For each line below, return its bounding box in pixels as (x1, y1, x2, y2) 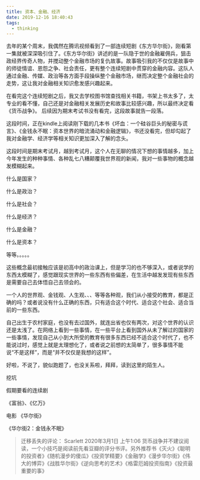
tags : (6, 20, 20, 26)
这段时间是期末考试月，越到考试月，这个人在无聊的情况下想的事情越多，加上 (6, 147, 194, 155)
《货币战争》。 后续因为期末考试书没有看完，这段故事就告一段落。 (6, 107, 167, 114)
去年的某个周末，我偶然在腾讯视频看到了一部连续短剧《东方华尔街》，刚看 (6, 42, 186, 49)
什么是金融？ (6, 226, 37, 233)
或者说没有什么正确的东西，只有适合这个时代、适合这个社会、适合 (26, 299, 189, 306)
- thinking (11, 25, 39, 32)
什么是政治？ (6, 188, 37, 195)
